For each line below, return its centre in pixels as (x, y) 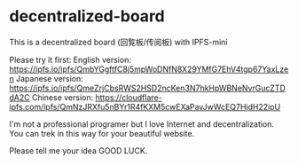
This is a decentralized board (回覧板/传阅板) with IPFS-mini (118, 42)
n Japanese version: (47, 78)
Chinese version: (63, 97)
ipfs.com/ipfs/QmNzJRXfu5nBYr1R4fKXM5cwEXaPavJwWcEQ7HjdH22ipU (145, 106)
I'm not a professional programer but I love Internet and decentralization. (142, 124)
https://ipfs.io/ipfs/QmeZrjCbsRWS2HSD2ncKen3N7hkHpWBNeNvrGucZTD (148, 88)
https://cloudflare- (129, 97)
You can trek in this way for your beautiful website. (102, 133)
